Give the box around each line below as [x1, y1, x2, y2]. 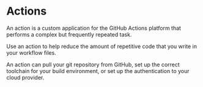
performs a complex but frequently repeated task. [6, 30, 132, 38]
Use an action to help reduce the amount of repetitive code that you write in [6, 43, 197, 50]
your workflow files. [6, 49, 56, 56]
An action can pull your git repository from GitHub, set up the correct [6, 61, 180, 68]
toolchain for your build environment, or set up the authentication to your [6, 67, 190, 74]
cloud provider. [6, 74, 45, 81]
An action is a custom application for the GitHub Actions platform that [6, 24, 182, 32]
